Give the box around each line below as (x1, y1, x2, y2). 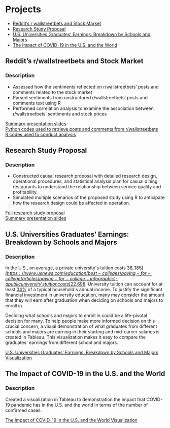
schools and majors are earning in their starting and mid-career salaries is (5, 329, 160, 334)
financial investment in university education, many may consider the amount (5, 292, 165, 298)
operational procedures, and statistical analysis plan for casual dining (12, 178, 158, 184)
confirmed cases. (5, 407, 42, 413)
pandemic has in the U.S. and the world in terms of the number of (11, 402, 148, 408)
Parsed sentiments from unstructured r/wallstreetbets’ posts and (12, 94, 148, 100)
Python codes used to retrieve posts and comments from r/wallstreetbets (5, 126, 158, 132)
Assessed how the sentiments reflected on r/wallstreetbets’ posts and (12, 83, 159, 90)
